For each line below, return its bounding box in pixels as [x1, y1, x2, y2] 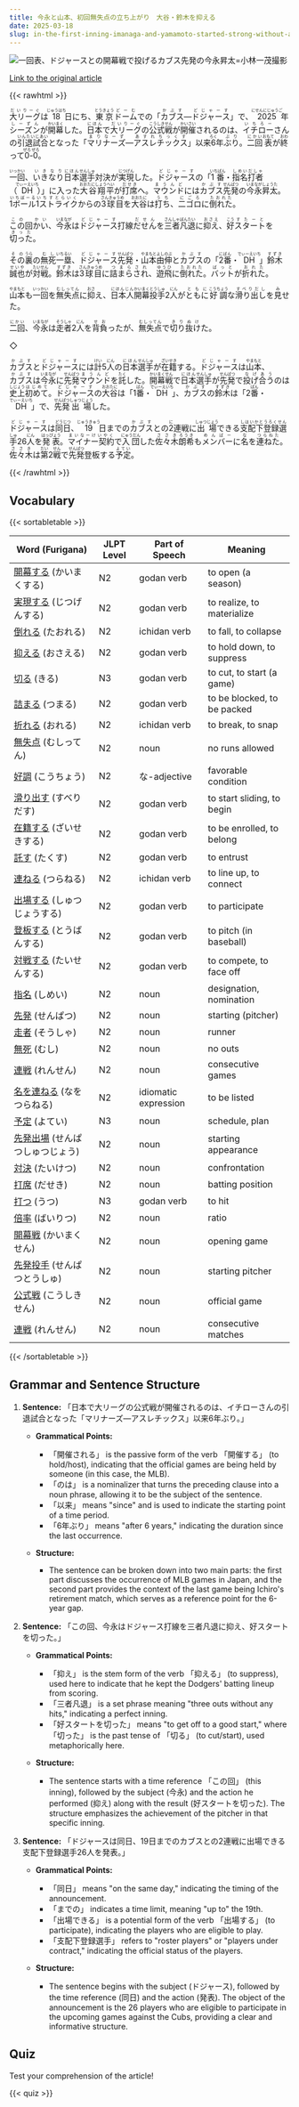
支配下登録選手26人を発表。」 [21, 1847, 131, 1857]
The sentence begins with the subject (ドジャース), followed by [48, 1981, 280, 1991]
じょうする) [13, 907, 62, 920]
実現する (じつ [13, 596, 74, 608]
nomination [207, 993, 255, 1006]
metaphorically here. [48, 1740, 125, 1750]
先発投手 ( [13, 1259, 56, 1271]
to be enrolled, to [207, 823, 279, 835]
